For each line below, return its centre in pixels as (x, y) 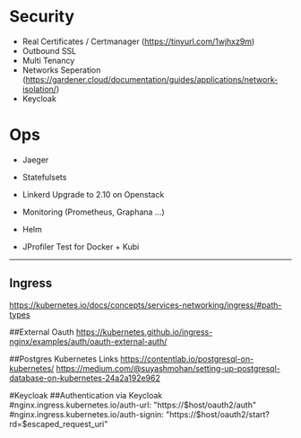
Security (42, 17)
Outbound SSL (49, 50)
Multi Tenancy (48, 60)
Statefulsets (44, 177)
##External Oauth (42, 332)
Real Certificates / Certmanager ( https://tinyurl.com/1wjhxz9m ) (138, 41)
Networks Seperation (61, 70)
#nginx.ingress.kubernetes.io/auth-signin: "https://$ (105, 414)
